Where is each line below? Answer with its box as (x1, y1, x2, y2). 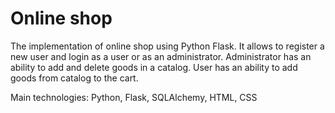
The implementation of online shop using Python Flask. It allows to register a (10, 40, 325, 52)
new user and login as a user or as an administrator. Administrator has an (10, 50, 312, 62)
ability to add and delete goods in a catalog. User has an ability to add (10, 61, 298, 73)
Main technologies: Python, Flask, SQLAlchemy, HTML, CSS (10, 91, 258, 103)
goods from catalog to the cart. (10, 72, 139, 84)
